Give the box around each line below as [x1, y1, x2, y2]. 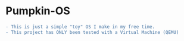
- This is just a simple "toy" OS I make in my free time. [5, 24, 155, 30]
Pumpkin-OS [5, 4, 71, 18]
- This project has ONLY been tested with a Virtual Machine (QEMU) [5, 29, 179, 35]
